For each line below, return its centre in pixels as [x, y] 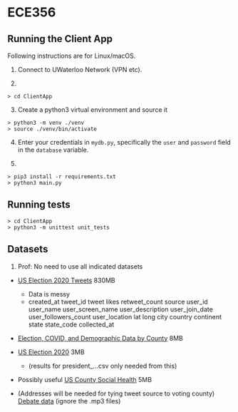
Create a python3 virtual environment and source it [93, 110]
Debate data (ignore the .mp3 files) [69, 401]
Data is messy [49, 294]
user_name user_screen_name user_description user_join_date [121, 309]
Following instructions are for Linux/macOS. [72, 56]
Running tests [39, 205]
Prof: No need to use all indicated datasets [80, 266]
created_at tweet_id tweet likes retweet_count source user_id [118, 302]
